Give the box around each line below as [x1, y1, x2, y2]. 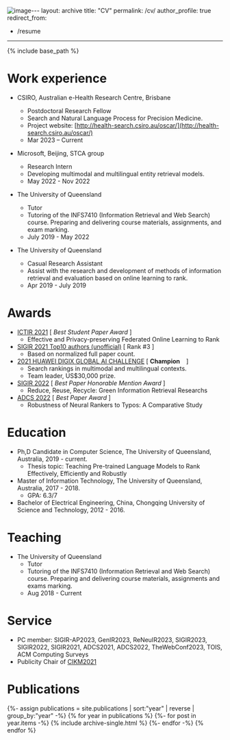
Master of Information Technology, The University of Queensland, [16, 477, 203, 485]
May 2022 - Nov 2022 [27, 177, 90, 185]
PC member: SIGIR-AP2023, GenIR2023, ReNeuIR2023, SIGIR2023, [16, 635, 207, 644]
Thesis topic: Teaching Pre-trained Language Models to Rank [27, 462, 201, 470]
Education [7, 425, 66, 440]
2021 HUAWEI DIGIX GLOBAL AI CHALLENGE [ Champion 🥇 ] [16, 357, 189, 365]
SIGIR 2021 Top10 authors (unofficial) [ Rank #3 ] [16, 342, 155, 350]
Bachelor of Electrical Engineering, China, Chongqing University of [16, 498, 205, 507]
